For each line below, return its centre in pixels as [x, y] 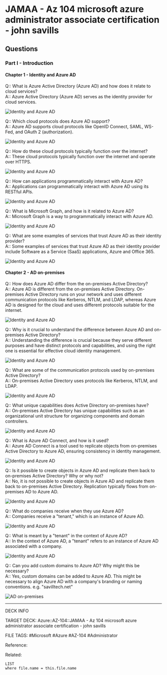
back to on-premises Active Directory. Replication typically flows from [77, 486]
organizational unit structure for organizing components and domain [75, 416]
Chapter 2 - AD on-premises [35, 272]
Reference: [16, 645]
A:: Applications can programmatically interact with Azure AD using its [77, 186]
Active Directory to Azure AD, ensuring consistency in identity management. [83, 451]
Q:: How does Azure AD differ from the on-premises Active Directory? [77, 283]
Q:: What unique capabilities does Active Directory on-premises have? [77, 405]
